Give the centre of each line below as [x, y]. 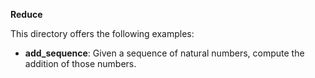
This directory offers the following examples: [102, 33]
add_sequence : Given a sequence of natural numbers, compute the [164, 53]
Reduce [26, 14]
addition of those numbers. [80, 63]
